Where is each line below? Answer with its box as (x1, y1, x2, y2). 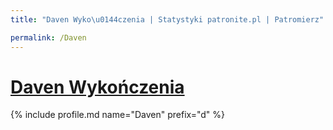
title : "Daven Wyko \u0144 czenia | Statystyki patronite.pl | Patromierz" (10, 14, 325, 25)
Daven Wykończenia (10, 76, 185, 98)
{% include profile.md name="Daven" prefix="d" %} (10, 109, 226, 121)
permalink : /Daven (10, 32, 87, 43)
